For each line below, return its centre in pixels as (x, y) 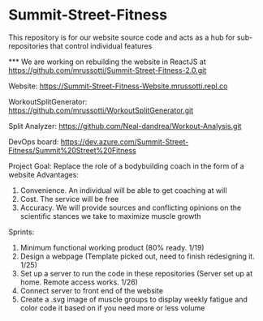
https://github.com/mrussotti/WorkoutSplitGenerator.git (101, 110)
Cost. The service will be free (69, 199)
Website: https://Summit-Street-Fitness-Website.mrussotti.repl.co (118, 86)
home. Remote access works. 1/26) (79, 282)
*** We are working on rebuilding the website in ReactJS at (108, 62)
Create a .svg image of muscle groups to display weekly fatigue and (134, 299)
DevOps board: (34, 141)
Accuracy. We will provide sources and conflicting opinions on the (131, 208)
